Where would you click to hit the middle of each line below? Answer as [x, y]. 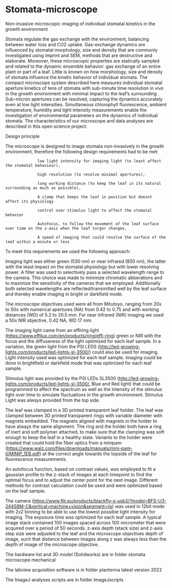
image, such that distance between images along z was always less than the [86, 539]
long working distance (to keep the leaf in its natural [99, 183]
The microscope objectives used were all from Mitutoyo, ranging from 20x [84, 304]
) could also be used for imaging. [124, 352]
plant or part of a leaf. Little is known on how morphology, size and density [84, 72]
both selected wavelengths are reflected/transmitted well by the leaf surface [86, 288]
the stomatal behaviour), [33, 165]
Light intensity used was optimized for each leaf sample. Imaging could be [84, 357]
